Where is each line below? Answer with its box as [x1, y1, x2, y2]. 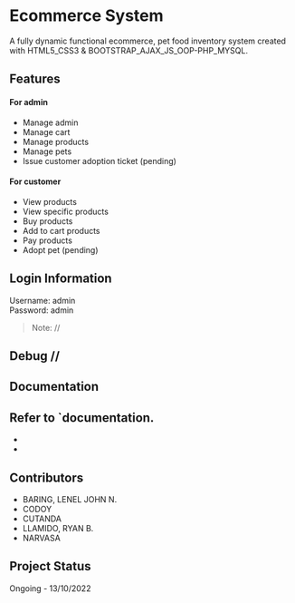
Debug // [9, 348, 61, 364]
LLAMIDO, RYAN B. [22, 522, 94, 533]
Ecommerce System [9, 5, 165, 26]
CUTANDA [22, 513, 62, 524]
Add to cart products [22, 225, 101, 236]
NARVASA [22, 532, 61, 543]
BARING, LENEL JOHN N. [22, 493, 118, 504]
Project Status [9, 559, 92, 574]
